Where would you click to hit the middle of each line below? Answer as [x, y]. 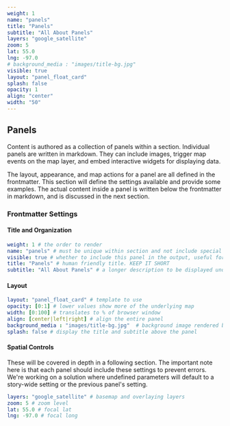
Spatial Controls [30, 347]
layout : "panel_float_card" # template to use [75, 300]
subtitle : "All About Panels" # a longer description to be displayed [110, 270]
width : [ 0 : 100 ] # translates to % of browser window [84, 313]
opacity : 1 [23, 90]
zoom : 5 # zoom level [38, 403]
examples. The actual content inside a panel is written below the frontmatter [114, 189]
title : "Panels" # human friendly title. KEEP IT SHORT [88, 264]
